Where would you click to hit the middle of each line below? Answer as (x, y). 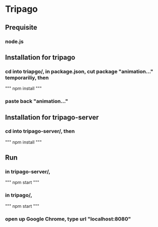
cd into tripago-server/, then (40, 131)
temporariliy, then (27, 78)
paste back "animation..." (37, 101)
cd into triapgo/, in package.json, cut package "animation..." (79, 71)
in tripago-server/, (28, 172)
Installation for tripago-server (52, 117)
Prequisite (21, 27)
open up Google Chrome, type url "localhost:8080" (68, 219)
